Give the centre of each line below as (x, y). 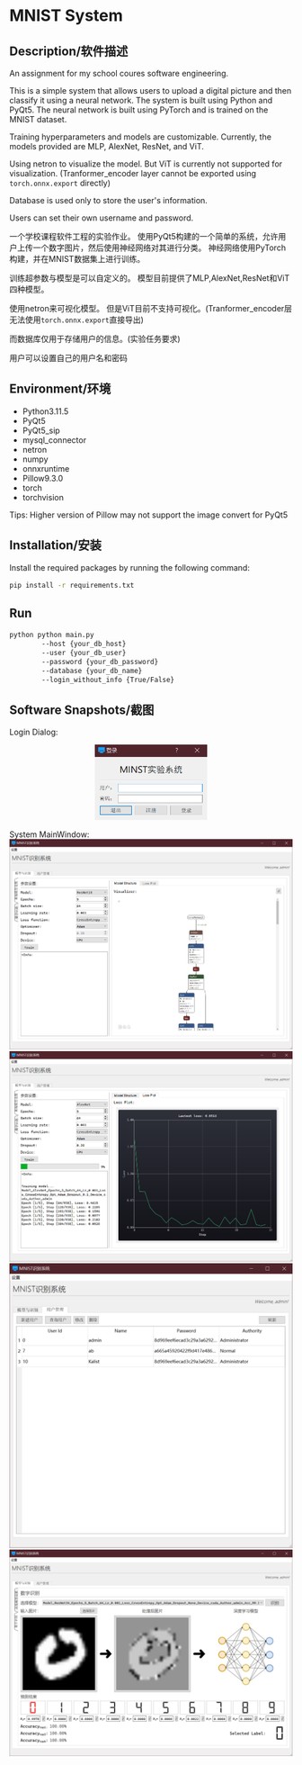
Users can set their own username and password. (102, 218)
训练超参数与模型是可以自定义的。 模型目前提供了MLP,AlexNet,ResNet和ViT (150, 278)
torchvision (43, 497)
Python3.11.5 (45, 411)
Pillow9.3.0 (43, 478)
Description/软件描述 (69, 51)
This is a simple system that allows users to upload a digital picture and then (151, 90)
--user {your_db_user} (84, 653)
